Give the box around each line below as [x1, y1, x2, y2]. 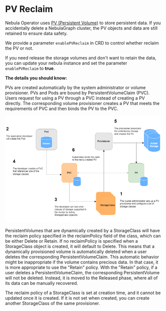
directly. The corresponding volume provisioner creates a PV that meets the [5, 100, 160, 106]
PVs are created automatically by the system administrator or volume [5, 84, 146, 90]
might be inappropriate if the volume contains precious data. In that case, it [5, 259, 159, 265]
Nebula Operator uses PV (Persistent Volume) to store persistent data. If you [5, 20, 161, 26]
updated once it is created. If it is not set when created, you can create [5, 295, 150, 301]
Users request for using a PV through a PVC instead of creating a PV [5, 95, 145, 101]
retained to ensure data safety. [5, 30, 68, 36]
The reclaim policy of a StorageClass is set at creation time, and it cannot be [5, 290, 161, 296]
